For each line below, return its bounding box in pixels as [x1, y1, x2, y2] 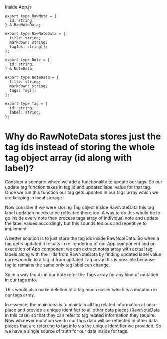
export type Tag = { [5, 101, 48, 106]
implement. [5, 225, 28, 231]
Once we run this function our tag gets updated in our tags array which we [5, 189, 159, 195]
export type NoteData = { [5, 75, 59, 80]
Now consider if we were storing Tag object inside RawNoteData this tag [5, 204, 155, 210]
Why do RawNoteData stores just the [5, 131, 161, 142]
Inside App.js [5, 4, 32, 10]
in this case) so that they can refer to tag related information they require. [5, 312, 156, 318]
